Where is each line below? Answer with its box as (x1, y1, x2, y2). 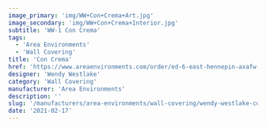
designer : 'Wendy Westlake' (8, 70, 101, 78)
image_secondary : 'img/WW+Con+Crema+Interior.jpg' (8, 19, 179, 27)
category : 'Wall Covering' (8, 77, 97, 85)
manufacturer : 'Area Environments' (8, 84, 126, 93)
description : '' (8, 92, 62, 100)
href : (8, 63, 26, 71)
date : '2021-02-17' (8, 107, 73, 115)
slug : (8, 99, 26, 107)
